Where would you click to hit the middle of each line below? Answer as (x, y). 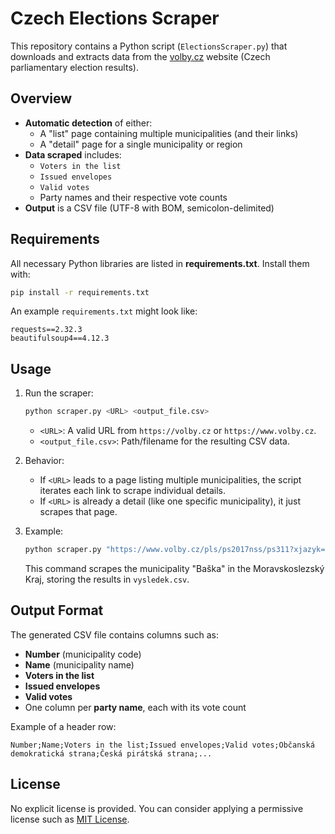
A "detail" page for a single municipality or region (141, 144)
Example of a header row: (63, 726)
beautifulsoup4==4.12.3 (60, 338)
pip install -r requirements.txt (80, 292)
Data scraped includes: (73, 154)
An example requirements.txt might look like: (104, 311)
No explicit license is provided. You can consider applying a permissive (157, 808)
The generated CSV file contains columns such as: (114, 634)
